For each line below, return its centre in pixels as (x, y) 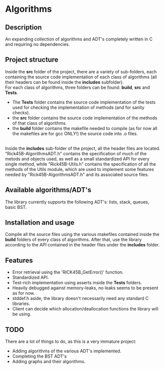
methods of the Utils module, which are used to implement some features (80, 169)
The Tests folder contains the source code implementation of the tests (84, 102)
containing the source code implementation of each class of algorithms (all (81, 77)
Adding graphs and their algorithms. (49, 362)
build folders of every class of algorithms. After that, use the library (73, 239)
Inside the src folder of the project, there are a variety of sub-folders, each (81, 71)
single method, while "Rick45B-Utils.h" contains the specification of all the (81, 164)
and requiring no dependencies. (37, 44)
